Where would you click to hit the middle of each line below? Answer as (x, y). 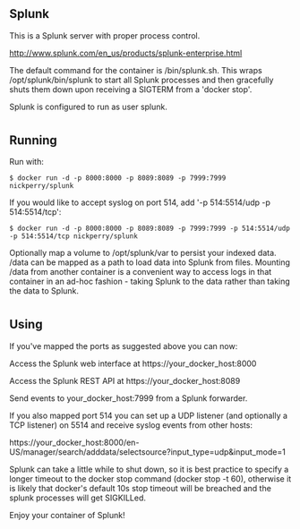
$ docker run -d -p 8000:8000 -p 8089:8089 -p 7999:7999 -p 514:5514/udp (150, 229)
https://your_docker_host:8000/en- (74, 442)
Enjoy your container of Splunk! (67, 515)
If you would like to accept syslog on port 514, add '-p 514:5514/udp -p (140, 202)
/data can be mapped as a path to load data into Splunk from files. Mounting (150, 262)
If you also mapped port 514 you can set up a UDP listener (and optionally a (149, 415)
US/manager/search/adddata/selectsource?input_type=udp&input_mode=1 (148, 452)
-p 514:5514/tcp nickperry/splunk (74, 236)
